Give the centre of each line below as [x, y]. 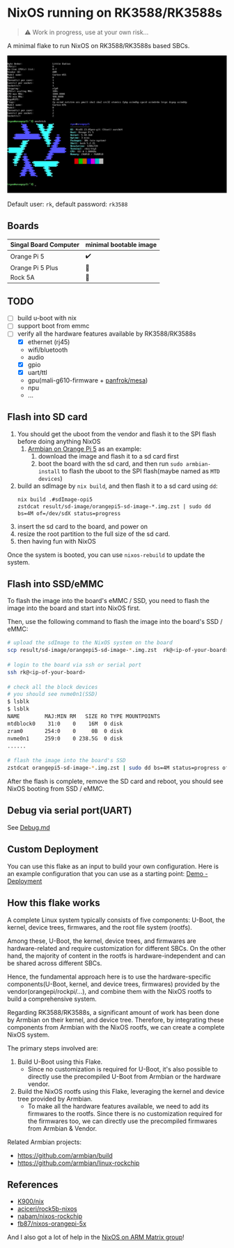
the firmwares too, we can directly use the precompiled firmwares [122, 1121]
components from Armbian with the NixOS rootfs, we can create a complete [116, 1027]
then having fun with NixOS [56, 541]
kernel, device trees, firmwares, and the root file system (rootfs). [100, 927]
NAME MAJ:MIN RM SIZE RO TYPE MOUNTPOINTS [84, 717]
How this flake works [54, 903]
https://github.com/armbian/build [65, 1155]
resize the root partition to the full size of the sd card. [94, 534]
